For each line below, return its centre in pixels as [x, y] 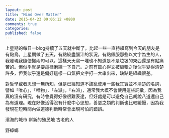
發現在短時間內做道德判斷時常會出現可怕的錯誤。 [56, 109]
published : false [23, 33]
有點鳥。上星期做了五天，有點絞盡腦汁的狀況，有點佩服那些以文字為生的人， [84, 54]
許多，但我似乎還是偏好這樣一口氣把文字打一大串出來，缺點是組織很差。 [80, 73]
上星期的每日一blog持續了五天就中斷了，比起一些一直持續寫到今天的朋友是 [82, 48]
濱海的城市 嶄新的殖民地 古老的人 [39, 119]
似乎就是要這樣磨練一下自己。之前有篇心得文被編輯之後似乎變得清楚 [93, 67]
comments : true [21, 24]
